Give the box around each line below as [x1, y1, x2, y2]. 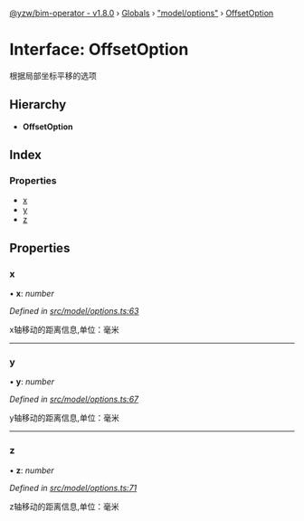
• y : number [9, 376, 54, 387]
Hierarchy [9, 97, 67, 112]
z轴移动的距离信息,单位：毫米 [9, 501, 119, 512]
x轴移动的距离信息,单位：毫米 [9, 325, 119, 336]
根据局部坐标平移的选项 [9, 70, 97, 81]
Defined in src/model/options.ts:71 [9, 482, 138, 493]
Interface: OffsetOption [9, 40, 189, 60]
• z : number [9, 465, 54, 476]
